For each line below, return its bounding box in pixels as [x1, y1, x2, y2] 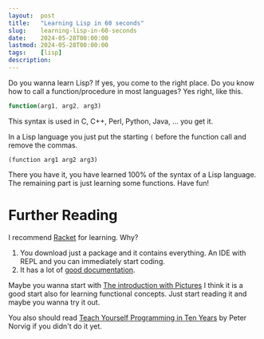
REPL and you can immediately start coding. [19, 256, 165, 266]
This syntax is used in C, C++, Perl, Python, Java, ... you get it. [8, 116, 214, 126]
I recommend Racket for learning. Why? [8, 232, 139, 242]
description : [8, 57, 52, 65]
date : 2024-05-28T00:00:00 [8, 34, 109, 42]
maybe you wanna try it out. [8, 297, 100, 307]
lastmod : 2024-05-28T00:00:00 [8, 41, 109, 49]
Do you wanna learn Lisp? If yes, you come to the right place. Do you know [8, 77, 254, 88]
